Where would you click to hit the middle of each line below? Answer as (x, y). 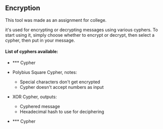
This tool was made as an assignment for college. (56, 20)
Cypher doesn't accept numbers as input (62, 87)
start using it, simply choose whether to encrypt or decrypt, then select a (80, 35)
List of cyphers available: (32, 52)
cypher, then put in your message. (40, 40)
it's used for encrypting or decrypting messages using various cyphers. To (81, 30)
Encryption (23, 8)
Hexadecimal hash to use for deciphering (62, 112)
